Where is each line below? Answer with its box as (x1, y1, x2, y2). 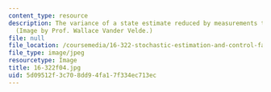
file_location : (8, 42, 60, 50)
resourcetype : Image (8, 57, 78, 65)
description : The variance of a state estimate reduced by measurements (8, 19, 258, 27)
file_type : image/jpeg (8, 49, 85, 57)
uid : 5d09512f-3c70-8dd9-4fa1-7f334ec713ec (8, 71, 157, 79)
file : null (8, 34, 45, 42)
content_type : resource (8, 11, 89, 20)
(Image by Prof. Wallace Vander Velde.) (15, 26, 153, 34)
